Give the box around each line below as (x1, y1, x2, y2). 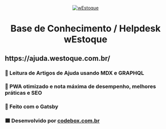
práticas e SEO (5, 90, 42, 97)
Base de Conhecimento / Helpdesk (10, 23, 161, 34)
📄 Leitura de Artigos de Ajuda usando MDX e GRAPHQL (5, 69, 144, 76)
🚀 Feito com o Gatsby (5, 103, 58, 110)
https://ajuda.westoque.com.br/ (5, 54, 111, 62)
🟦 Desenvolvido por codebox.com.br (5, 117, 100, 124)
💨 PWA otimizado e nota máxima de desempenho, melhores (5, 83, 156, 90)
